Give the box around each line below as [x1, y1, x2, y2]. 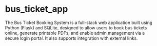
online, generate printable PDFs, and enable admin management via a [5, 30, 145, 36]
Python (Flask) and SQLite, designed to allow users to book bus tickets [5, 24, 147, 30]
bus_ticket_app [5, 3, 68, 15]
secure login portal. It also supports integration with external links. [5, 35, 138, 41]
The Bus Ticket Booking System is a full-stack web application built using [5, 20, 153, 25]
